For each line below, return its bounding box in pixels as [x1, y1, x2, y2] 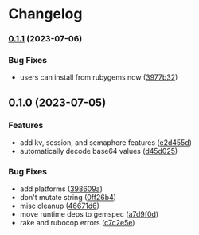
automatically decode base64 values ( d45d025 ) [19, 147, 178, 156]
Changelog [8, 5, 83, 23]
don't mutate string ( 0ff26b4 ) [19, 193, 117, 202]
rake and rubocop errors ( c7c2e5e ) [19, 218, 135, 228]
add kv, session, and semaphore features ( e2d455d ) [19, 138, 193, 147]
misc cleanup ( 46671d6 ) [19, 201, 99, 211]
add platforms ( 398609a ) [19, 184, 103, 194]
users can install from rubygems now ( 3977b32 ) [19, 72, 178, 82]
